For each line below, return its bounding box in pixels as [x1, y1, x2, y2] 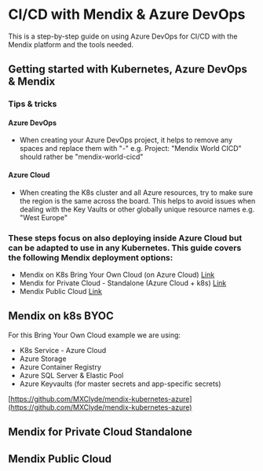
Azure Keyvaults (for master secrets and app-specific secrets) [19, 379, 221, 388]
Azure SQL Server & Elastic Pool [19, 370, 124, 380]
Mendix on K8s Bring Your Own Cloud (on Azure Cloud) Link [19, 270, 215, 279]
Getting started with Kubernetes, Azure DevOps [8, 63, 247, 76]
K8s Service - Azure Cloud [19, 345, 107, 355]
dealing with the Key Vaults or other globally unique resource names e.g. [19, 204, 255, 214]
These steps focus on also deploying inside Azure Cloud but [8, 232, 243, 243]
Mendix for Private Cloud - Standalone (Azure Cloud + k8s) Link [19, 278, 227, 288]
